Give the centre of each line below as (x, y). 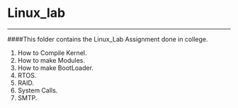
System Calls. (38, 90)
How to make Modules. (51, 60)
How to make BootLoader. (56, 68)
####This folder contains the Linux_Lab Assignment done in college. (108, 39)
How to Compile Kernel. (52, 53)
